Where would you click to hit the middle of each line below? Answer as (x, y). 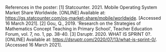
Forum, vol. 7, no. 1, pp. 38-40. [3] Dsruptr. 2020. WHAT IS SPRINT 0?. (78, 34)
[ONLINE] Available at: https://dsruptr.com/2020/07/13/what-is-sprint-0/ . (81, 39)
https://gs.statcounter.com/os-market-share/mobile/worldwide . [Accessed (83, 18)
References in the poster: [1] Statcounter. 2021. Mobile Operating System (81, 7)
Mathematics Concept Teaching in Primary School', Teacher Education (79, 29)
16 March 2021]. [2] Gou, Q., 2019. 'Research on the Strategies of (73, 23)
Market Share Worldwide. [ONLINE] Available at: (55, 13)
